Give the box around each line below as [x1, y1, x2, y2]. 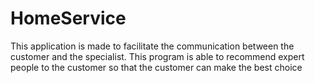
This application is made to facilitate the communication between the [10, 40, 295, 52]
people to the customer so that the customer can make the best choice [10, 61, 303, 73]
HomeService [10, 7, 127, 30]
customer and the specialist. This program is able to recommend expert [10, 50, 305, 62]
